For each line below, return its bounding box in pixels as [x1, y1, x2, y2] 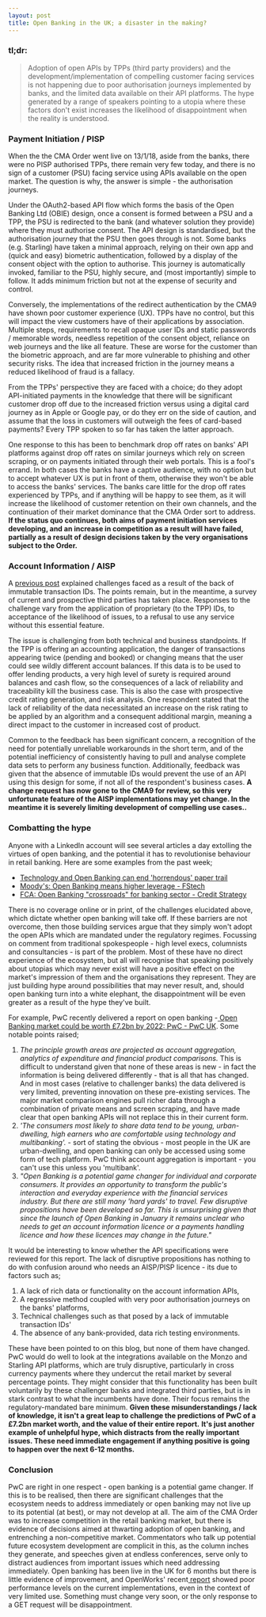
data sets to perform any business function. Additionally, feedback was [8, 761, 241, 770]
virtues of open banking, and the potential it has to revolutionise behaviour [8, 849, 251, 858]
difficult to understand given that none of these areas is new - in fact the [19, 1062, 256, 1071]
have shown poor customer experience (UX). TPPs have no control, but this [8, 308, 255, 318]
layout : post [8, 11, 51, 20]
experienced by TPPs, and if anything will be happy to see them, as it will [8, 490, 247, 500]
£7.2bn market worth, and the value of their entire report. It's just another [8, 1419, 255, 1429]
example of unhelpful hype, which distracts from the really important [8, 1427, 240, 1437]
